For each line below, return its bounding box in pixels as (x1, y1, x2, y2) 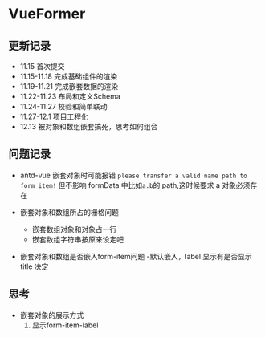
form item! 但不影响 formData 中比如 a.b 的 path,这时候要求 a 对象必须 (19, 180, 251, 189)
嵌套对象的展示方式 (19, 310, 84, 319)
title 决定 (19, 262, 49, 271)
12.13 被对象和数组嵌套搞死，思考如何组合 (19, 122, 158, 131)
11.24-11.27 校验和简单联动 (19, 102, 108, 111)
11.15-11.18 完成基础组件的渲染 (19, 71, 118, 81)
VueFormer (8, 5, 86, 23)
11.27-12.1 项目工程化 (19, 112, 88, 121)
